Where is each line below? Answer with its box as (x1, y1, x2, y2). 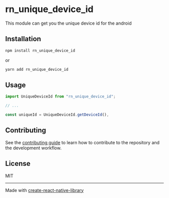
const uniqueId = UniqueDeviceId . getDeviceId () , (5, 112, 109, 118)
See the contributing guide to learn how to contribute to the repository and (5, 139, 160, 145)
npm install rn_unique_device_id (5, 48, 75, 53)
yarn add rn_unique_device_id (5, 67, 69, 72)
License (5, 159, 31, 168)
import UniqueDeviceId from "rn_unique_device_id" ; (5, 94, 116, 99)
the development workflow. (5, 145, 62, 151)
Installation (5, 35, 41, 43)
